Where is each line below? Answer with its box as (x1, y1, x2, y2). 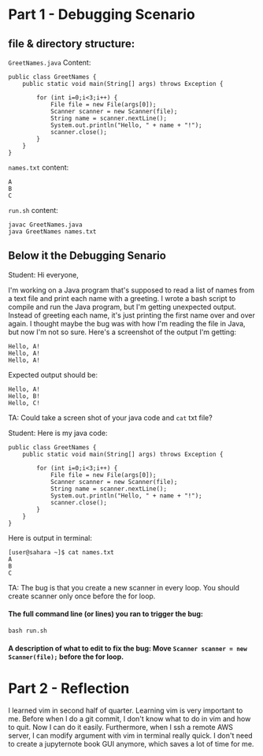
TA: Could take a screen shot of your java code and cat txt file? (8, 412, 213, 423)
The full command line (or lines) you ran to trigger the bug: (8, 609, 203, 619)
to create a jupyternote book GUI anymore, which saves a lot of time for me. (8, 739, 254, 748)
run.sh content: (8, 206, 59, 214)
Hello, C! (8, 399, 41, 407)
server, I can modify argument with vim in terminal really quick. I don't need (8, 731, 254, 740)
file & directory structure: (8, 37, 135, 50)
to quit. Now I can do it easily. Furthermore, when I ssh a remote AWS (8, 722, 234, 732)
